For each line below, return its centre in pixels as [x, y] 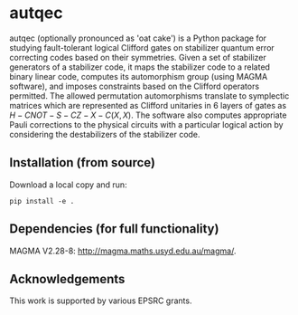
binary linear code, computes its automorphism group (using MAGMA [139, 76]
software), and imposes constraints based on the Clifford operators [135, 86]
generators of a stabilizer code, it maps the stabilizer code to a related [140, 67]
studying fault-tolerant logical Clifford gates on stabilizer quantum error [142, 47]
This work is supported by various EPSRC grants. [101, 301]
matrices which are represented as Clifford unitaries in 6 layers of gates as [148, 105]
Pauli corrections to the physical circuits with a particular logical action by [146, 124]
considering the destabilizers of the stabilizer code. [105, 134]
